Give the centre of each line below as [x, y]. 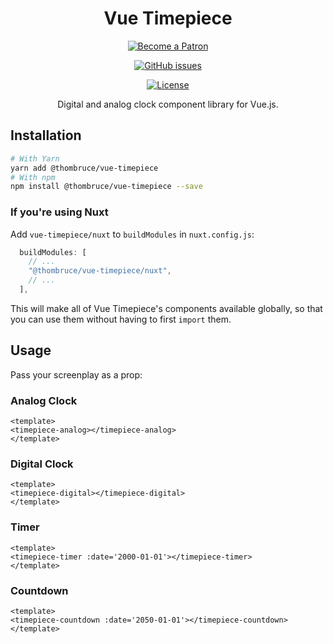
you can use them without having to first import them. [121, 319]
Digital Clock [42, 464]
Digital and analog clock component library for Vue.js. [168, 104]
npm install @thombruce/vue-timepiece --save [106, 187]
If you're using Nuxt [59, 212]
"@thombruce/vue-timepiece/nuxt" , [100, 271]
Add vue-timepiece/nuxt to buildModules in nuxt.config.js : [132, 234]
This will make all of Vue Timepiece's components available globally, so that [166, 308]
